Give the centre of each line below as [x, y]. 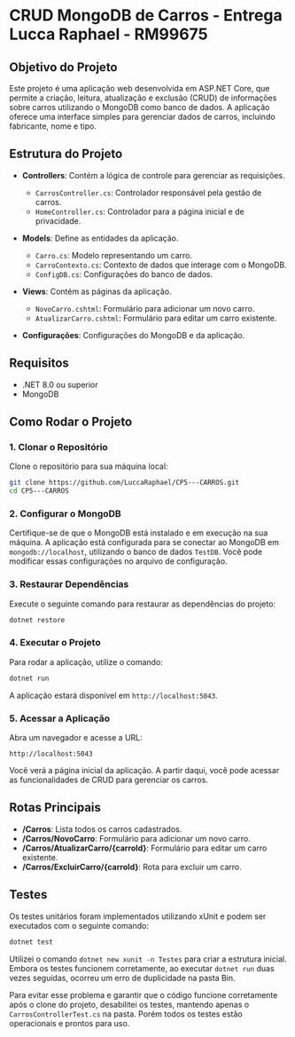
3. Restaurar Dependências [69, 584]
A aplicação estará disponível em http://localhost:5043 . [114, 695]
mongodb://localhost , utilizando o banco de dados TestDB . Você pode [136, 552]
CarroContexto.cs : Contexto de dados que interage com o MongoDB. [161, 265]
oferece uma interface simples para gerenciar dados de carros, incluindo [143, 117]
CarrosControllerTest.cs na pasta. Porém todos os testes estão [126, 1014]
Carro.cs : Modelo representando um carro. [114, 255]
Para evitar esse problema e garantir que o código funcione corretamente [144, 994]
